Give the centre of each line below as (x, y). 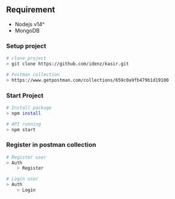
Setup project (26, 46)
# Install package (29, 108)
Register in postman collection (51, 145)
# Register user (26, 157)
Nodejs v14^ (30, 24)
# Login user (22, 179)
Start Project (25, 95)
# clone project (26, 58)
